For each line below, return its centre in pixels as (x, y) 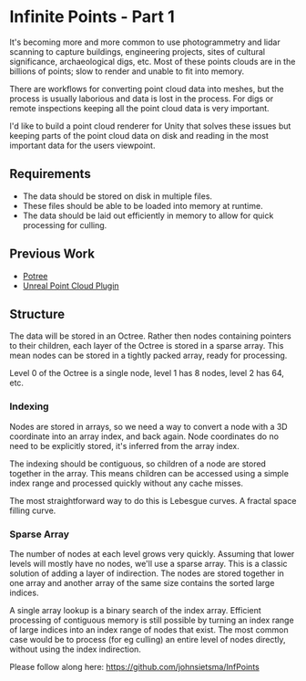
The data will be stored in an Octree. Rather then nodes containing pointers (150, 336)
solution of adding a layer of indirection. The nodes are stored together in (147, 573)
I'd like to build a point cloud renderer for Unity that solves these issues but (150, 126)
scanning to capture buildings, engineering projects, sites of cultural (138, 51)
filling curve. (33, 510)
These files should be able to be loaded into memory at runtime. (143, 205)
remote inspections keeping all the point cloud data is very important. (140, 108)
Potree (35, 276)
